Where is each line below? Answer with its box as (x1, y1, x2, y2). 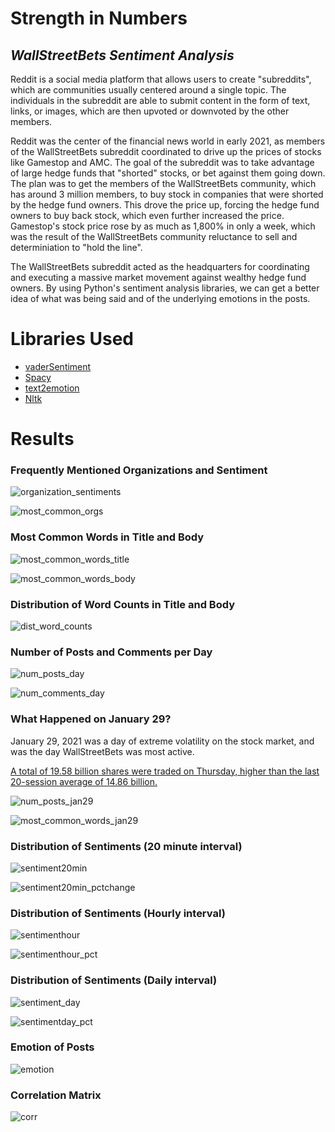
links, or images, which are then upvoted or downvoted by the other (10, 105, 290, 117)
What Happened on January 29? (10, 712, 172, 726)
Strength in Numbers (10, 7, 188, 30)
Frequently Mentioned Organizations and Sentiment (10, 463, 268, 477)
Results (10, 428, 75, 451)
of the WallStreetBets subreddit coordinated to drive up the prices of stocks (10, 146, 322, 157)
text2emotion (24, 382, 80, 394)
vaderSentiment (24, 360, 92, 372)
